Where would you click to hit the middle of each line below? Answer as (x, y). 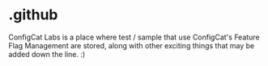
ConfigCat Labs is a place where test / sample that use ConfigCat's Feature (134, 37)
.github (33, 15)
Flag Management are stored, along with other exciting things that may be (132, 45)
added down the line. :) (47, 54)
